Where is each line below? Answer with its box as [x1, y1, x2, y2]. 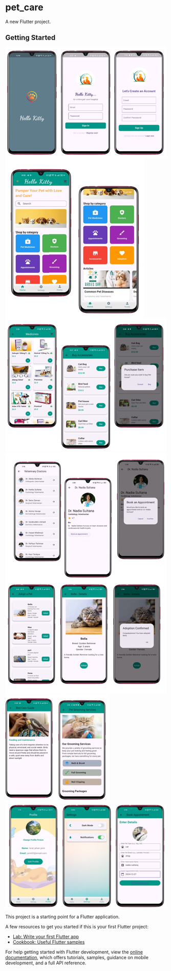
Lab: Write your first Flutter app [12, 933, 79, 940]
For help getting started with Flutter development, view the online [5, 948, 143, 955]
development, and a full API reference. [5, 960, 87, 966]
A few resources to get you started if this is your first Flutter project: [5, 923, 148, 929]
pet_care [5, 2, 44, 13]
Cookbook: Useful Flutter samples [12, 939, 85, 945]
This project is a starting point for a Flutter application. [5, 914, 120, 920]
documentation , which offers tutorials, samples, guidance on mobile [5, 954, 148, 960]
